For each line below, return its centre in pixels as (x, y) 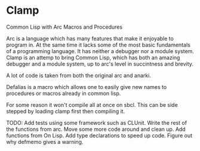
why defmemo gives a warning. (45, 141)
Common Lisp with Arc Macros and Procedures (64, 27)
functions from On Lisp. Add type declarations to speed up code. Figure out (99, 135)
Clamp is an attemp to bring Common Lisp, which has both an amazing (93, 57)
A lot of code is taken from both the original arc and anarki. (79, 75)
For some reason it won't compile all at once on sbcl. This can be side (92, 104)
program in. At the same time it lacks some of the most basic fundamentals (99, 45)
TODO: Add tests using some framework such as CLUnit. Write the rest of (96, 122)
